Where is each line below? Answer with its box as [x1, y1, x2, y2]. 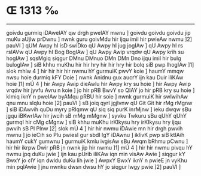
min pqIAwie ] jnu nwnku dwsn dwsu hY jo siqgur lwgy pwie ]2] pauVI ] [6, 163, 181, 170]
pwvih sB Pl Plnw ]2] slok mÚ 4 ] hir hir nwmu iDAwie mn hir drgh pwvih [6, 124, 183, 132]
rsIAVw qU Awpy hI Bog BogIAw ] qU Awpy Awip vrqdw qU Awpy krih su [6, 48, 184, 55]
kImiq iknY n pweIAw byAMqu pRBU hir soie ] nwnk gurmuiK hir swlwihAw [6, 93, 188, 100]
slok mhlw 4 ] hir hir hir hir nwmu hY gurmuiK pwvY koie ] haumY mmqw [6, 67, 184, 74]
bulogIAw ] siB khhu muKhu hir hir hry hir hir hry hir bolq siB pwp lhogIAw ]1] [6, 61, 194, 68]
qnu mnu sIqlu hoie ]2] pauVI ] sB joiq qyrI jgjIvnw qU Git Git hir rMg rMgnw [6, 99, 193, 106]
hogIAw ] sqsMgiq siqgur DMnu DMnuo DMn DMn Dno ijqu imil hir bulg [6, 55, 181, 62]
